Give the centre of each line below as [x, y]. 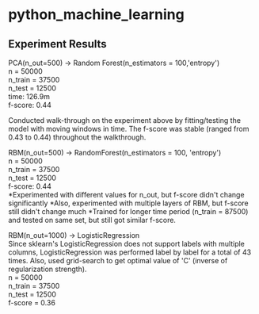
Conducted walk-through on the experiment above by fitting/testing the [125, 120]
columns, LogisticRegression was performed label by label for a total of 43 [130, 252]
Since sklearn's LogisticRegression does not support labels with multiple [127, 244]
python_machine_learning [96, 15]
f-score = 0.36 [32, 303]
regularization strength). [48, 269]
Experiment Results [57, 44]
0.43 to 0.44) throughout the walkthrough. [77, 137]
